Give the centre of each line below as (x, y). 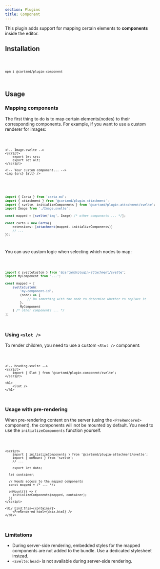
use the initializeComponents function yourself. (53, 430)
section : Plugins (23, 10)
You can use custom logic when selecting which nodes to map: (68, 251)
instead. (20, 556)
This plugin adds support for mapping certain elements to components (77, 28)
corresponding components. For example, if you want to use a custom (76, 124)
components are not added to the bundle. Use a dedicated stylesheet (82, 551)
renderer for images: (26, 129)
